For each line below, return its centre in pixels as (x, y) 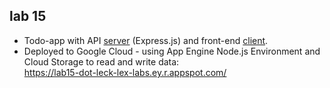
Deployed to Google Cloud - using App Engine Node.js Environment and (172, 51)
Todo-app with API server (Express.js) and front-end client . (146, 40)
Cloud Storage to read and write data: (101, 61)
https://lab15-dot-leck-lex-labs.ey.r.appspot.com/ (125, 72)
